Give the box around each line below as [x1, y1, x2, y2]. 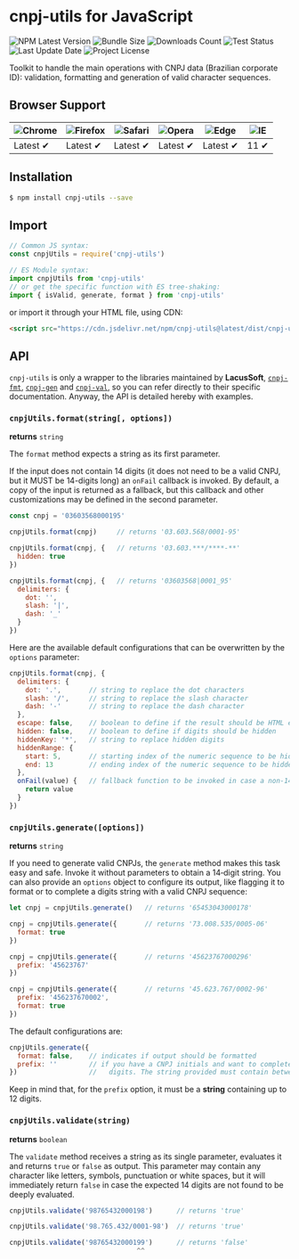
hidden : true [17, 552, 66, 561]
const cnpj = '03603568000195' [9, 511, 125, 520]
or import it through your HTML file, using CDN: [9, 307, 183, 317]
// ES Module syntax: [9, 266, 90, 274]
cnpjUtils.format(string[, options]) [9, 413, 174, 424]
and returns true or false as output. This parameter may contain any [9, 1160, 261, 1171]
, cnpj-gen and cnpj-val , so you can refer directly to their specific [20, 381, 261, 393]
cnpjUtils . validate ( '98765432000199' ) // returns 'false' [9, 1239, 249, 1247]
